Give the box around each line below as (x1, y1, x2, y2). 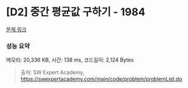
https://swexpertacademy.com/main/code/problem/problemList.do (20, 76, 183, 83)
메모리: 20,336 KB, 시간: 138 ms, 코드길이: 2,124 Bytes (6, 56, 134, 63)
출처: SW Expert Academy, (20, 69, 85, 76)
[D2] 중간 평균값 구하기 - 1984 (6, 5, 146, 19)
